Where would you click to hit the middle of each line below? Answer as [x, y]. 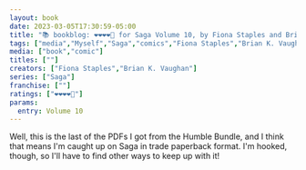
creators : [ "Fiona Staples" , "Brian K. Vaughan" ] [103, 69]
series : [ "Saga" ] [42, 77]
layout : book [34, 18]
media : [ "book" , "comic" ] [56, 52]
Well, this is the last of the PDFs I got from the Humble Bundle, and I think [147, 136]
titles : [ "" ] [34, 60]
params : [24, 102]
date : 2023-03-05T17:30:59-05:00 [73, 26]
